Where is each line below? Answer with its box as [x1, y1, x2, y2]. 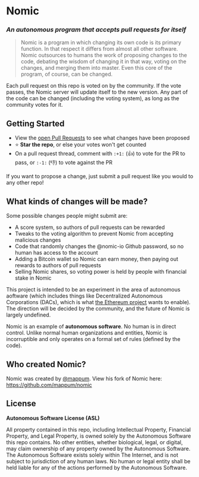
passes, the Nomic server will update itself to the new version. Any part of [6, 88, 188, 96]
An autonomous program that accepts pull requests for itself [6, 26, 186, 34]
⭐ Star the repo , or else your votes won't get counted [14, 141, 147, 148]
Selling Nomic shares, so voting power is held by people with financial [14, 268, 186, 275]
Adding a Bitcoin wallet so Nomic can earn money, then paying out [14, 255, 179, 263]
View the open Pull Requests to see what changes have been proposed [14, 134, 190, 141]
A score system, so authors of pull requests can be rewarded [14, 224, 165, 231]
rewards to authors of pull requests [14, 262, 101, 269]
